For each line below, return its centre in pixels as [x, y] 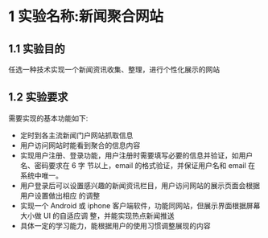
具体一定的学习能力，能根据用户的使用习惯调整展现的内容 [115, 225]
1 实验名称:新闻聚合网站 [86, 16]
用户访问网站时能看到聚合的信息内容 [80, 145]
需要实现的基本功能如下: [48, 118]
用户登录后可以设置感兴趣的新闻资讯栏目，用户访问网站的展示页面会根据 [140, 185]
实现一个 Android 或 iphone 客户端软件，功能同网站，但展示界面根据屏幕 [140, 205]
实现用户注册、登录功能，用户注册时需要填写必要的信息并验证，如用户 [136, 155]
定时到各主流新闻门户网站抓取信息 [76, 135]
